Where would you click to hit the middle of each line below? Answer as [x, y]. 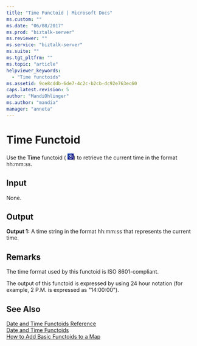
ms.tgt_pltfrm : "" [29, 58]
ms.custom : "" [24, 19]
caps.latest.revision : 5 [38, 90]
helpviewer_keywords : [34, 71]
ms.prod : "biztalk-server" [40, 32]
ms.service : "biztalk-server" [45, 45]
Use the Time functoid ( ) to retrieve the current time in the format [92, 157]
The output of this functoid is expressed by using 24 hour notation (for [95, 283]
